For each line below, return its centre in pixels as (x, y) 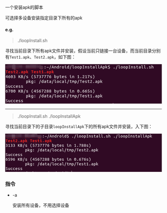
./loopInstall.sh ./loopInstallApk (49, 116)
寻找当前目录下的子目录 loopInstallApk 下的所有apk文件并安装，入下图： (79, 127)
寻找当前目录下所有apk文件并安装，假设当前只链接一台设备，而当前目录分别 (83, 51)
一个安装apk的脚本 (24, 7)
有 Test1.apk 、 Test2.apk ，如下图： (41, 57)
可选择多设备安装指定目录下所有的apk (44, 18)
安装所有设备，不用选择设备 (41, 206)
